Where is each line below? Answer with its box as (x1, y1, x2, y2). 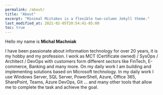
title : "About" (5, 12, 36, 17)
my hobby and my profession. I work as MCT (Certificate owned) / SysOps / (5, 53, 158, 59)
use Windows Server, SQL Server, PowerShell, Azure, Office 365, (5, 74, 136, 80)
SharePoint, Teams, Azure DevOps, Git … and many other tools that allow (5, 79, 152, 85)
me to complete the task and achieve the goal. (5, 84, 99, 90)
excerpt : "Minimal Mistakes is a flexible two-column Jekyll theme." (5, 16, 150, 21)
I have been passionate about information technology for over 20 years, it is (5, 48, 158, 54)
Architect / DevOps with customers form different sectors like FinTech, (5, 58, 147, 64)
